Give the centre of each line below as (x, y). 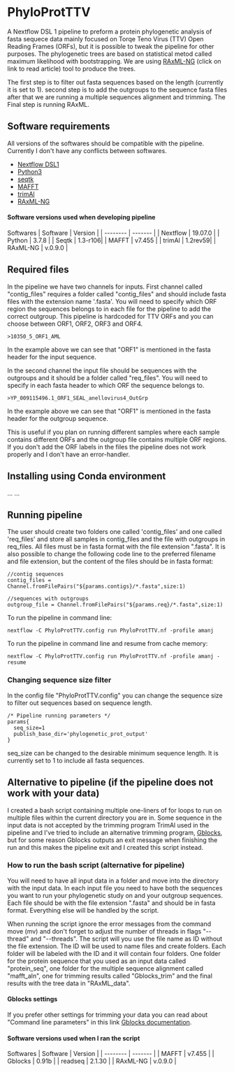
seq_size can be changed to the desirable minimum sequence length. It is (113, 753)
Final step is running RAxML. (48, 104)
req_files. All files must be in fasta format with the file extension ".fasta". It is (116, 546)
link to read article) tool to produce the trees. (72, 68)
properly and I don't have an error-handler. (69, 454)
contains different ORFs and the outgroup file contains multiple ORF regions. (117, 439)
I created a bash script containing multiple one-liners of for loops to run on (115, 810)
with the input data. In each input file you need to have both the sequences (115, 888)
